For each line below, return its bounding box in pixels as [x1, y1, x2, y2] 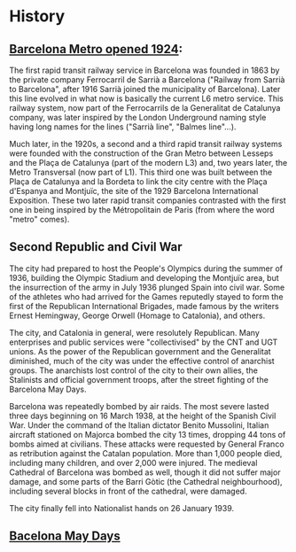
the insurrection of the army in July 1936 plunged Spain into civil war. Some [9, 282, 285, 292]
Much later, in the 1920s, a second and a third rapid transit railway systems [9, 139, 283, 149]
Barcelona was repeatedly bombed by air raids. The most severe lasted [9, 400, 269, 411]
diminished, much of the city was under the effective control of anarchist [9, 355, 275, 366]
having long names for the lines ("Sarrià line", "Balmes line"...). [9, 121, 237, 132]
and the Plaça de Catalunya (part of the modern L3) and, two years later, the [9, 158, 288, 167]
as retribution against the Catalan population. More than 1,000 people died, [9, 447, 283, 458]
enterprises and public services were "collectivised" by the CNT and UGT [9, 337, 278, 347]
